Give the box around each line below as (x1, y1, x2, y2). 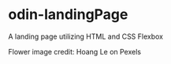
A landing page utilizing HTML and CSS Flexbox (8, 32, 164, 41)
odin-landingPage (8, 6, 128, 24)
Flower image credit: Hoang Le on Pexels (8, 47, 142, 56)
